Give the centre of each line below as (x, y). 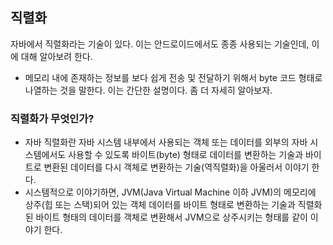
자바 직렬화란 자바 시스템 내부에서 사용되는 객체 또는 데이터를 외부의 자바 (166, 142)
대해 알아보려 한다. (56, 56)
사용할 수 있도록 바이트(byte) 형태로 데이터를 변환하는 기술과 (186, 155)
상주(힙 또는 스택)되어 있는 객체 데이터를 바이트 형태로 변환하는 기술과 (160, 205)
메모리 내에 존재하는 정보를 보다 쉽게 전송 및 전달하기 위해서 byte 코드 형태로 (173, 77)
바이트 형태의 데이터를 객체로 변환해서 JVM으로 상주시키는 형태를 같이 (171, 217)
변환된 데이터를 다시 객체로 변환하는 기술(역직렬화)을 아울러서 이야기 (176, 167)
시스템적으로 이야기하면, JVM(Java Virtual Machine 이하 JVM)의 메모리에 (170, 192)
